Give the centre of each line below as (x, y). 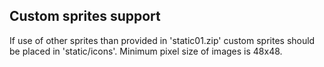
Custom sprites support (85, 16)
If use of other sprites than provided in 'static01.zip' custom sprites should (162, 40)
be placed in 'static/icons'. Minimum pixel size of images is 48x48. (146, 51)
